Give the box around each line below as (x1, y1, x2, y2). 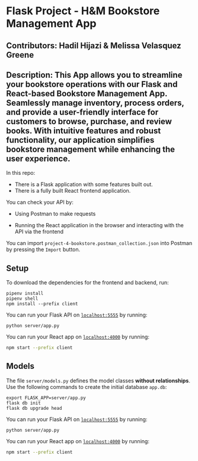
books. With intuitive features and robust (6, 126, 161, 136)
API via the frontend (14, 228, 64, 236)
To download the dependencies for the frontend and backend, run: (6, 279, 169, 286)
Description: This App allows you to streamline (6, 70, 183, 80)
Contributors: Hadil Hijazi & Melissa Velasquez (6, 40, 182, 51)
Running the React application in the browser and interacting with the (14, 222, 184, 229)
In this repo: (6, 170, 36, 177)
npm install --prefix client (6, 301, 78, 307)
